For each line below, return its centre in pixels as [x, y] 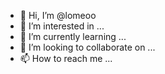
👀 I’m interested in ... [62, 26]
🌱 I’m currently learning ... [73, 36]
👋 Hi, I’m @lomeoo [58, 15]
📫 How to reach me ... [66, 58]
